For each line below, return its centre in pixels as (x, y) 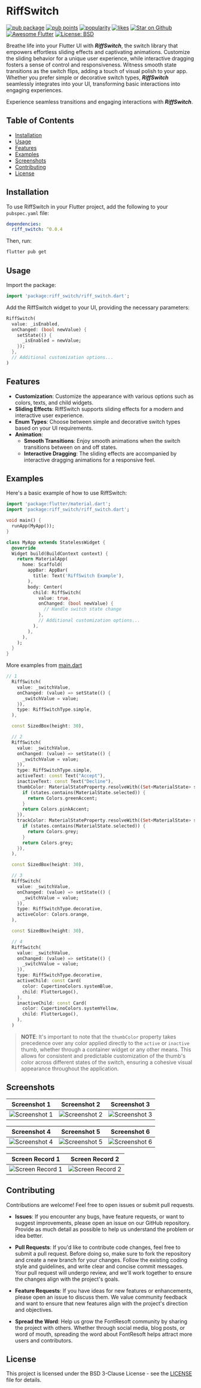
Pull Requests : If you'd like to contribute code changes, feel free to (98, 1247)
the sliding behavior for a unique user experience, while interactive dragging (100, 58)
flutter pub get (26, 252)
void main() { (24, 520)
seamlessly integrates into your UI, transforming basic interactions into (93, 84)
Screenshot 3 (130, 1104)
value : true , (54, 598)
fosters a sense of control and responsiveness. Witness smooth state (92, 65)
